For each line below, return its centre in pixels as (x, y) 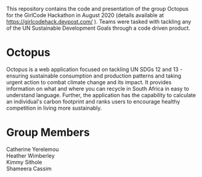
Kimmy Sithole (24, 162)
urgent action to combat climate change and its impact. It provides (89, 82)
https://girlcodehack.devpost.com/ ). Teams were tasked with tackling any (99, 22)
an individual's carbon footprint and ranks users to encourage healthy (93, 101)
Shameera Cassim (29, 169)
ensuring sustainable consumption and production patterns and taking (94, 76)
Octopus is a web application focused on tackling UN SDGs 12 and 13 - (94, 69)
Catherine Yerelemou (33, 149)
